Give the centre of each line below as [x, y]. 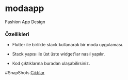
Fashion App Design [25, 22]
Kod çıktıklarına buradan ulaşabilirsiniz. [51, 64]
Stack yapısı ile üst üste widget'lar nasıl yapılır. [58, 54]
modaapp [25, 8]
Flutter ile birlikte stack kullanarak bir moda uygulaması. [68, 45]
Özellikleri [17, 34]
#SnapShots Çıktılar [25, 73]
